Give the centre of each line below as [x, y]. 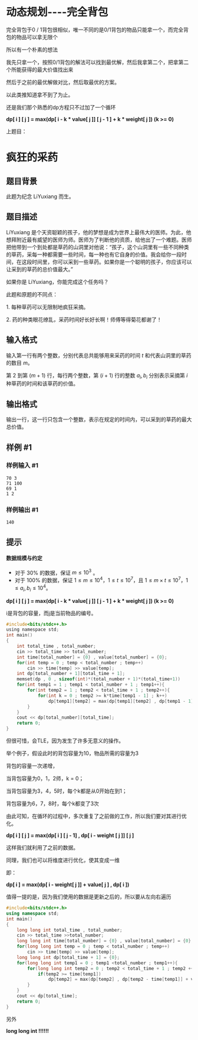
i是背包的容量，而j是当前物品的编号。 [51, 613]
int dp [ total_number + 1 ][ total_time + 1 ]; [71, 674]
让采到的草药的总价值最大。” [40, 269]
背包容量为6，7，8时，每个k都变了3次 [52, 804]
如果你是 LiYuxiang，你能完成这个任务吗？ [57, 282]
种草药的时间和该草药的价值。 [42, 384]
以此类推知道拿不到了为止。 [40, 95]
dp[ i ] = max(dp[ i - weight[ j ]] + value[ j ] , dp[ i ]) [68, 884]
